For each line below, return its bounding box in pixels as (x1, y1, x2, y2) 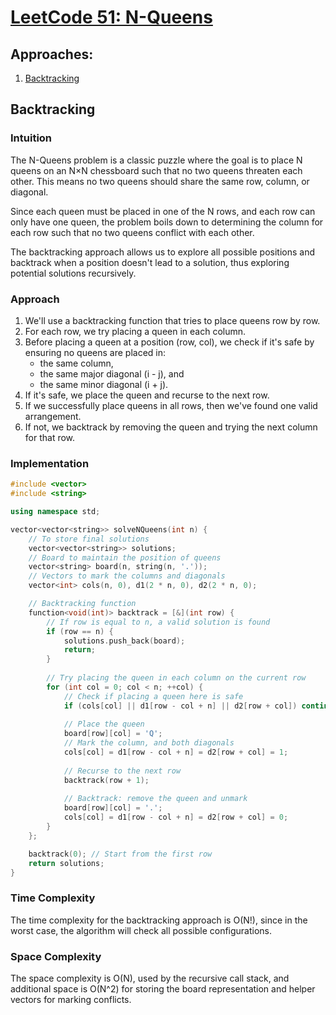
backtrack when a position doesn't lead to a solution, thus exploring (10, 256, 290, 268)
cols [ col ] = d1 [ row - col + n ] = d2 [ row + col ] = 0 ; (63, 812, 289, 823)
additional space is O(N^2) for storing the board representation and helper (10, 983, 316, 995)
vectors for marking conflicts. (10, 994, 132, 1005)
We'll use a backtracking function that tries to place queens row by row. (24, 314, 321, 326)
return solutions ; (28, 858, 105, 868)
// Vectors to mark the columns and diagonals (28, 571, 226, 581)
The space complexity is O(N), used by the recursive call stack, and (10, 972, 290, 984)
